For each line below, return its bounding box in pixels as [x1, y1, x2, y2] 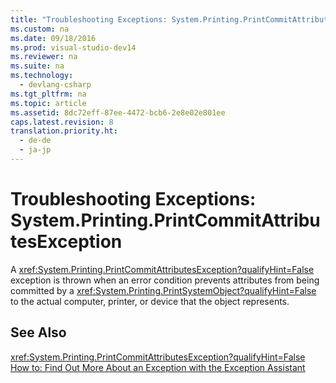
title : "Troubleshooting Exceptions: [10, 14, 168, 25]
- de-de [19, 136, 52, 146]
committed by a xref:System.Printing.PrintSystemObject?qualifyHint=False [10, 284, 317, 296]
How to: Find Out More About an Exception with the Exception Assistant [10, 361, 306, 373]
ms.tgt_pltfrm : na [10, 89, 87, 99]
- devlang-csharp [19, 80, 92, 90]
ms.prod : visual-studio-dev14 [10, 42, 137, 53]
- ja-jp [19, 145, 52, 155]
